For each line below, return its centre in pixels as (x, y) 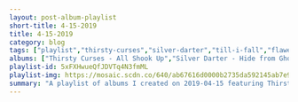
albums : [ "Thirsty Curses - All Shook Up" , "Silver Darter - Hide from (142, 59)
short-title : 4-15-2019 (53, 26)
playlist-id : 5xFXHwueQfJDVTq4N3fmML (79, 67)
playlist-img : (35, 75)
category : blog (37, 42)
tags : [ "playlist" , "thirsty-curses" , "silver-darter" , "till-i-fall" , (138, 51)
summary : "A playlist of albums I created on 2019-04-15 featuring (137, 83)
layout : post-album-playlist (63, 17)
